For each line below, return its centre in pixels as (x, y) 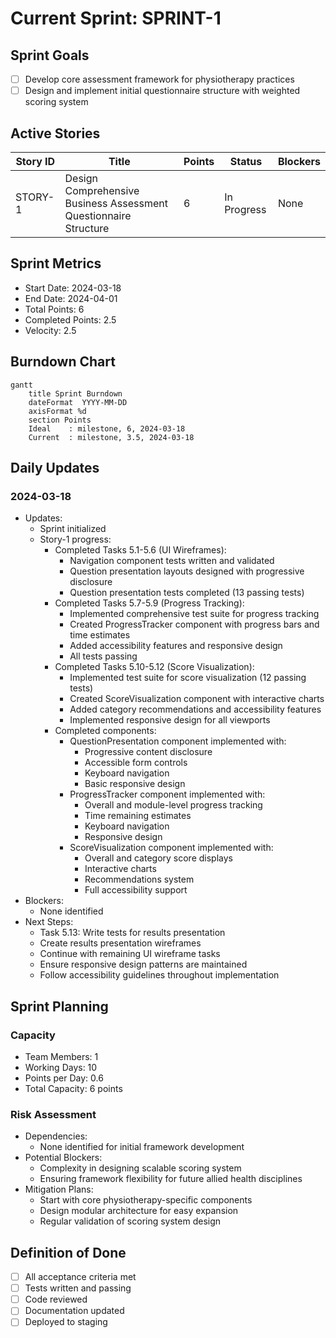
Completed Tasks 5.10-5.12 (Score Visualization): (154, 667)
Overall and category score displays (158, 858)
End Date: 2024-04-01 (71, 298)
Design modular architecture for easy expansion (139, 1211)
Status (246, 161)
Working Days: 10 (61, 1067)
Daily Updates (55, 467)
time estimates (100, 635)
